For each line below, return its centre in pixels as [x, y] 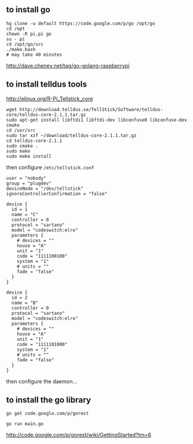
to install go [28, 10]
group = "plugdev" [29, 183]
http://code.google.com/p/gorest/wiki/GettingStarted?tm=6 [79, 435]
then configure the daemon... [42, 381]
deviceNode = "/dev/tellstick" [45, 188]
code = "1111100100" [42, 256]
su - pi [16, 39]
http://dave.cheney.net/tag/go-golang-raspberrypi [68, 65]
